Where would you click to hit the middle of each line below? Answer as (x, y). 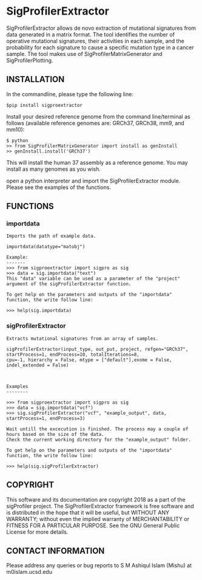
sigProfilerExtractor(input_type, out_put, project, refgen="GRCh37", (97, 349)
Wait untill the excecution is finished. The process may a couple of (97, 429)
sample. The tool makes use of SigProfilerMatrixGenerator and (84, 54)
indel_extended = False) (38, 365)
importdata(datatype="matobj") (46, 247)
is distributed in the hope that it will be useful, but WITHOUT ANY (88, 513)
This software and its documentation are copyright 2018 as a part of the (96, 499)
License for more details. (37, 532)
